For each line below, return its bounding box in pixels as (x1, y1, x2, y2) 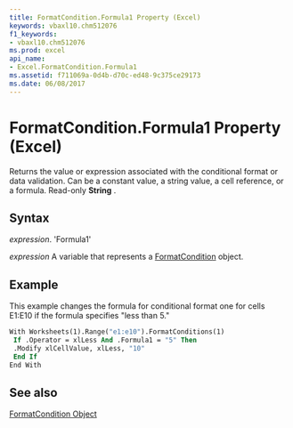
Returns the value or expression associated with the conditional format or (9, 166, 279, 176)
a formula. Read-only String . (9, 184, 117, 196)
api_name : (9, 54, 46, 63)
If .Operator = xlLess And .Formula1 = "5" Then (12, 335, 198, 345)
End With (9, 360, 42, 369)
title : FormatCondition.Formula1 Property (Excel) (9, 12, 201, 22)
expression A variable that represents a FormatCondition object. (9, 251, 244, 262)
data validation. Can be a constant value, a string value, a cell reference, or (9, 175, 284, 186)
